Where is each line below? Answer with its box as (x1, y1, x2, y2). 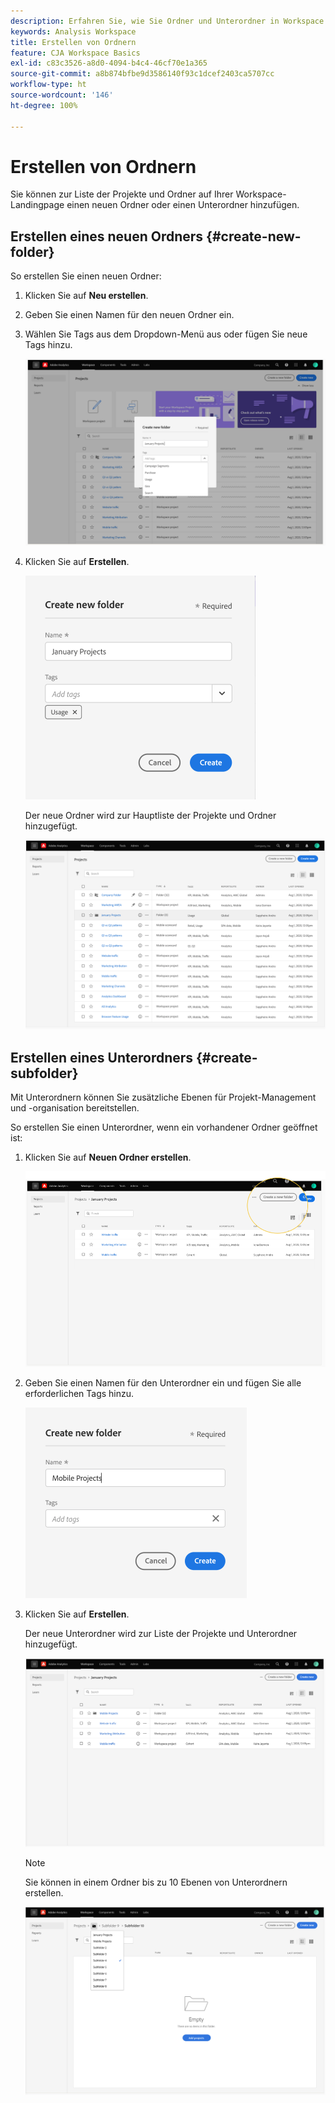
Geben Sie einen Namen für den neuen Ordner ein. (24, 309, 235, 321)
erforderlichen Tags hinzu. (24, 1388, 135, 1400)
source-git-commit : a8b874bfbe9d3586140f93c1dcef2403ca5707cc (10, 69, 275, 79)
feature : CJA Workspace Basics (10, 48, 141, 58)
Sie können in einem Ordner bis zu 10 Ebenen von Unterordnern (24, 1876, 288, 1888)
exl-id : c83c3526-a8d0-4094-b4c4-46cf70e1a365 (10, 58, 208, 69)
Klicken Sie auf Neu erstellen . (24, 290, 149, 302)
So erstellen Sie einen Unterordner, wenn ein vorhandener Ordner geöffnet (10, 1121, 318, 1134)
